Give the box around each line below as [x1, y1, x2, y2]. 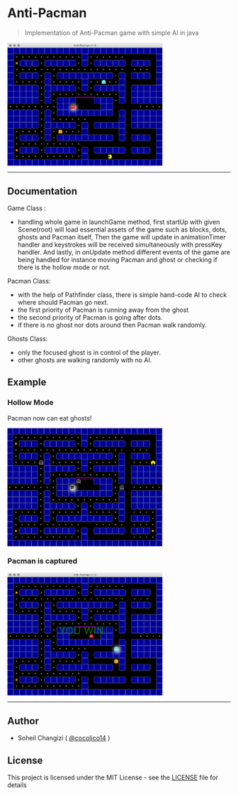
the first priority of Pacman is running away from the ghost [17, 305, 189, 314]
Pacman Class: [7, 276, 51, 285]
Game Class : [7, 204, 46, 212]
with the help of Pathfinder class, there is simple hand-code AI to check [17, 290, 227, 299]
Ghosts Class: [7, 334, 48, 342]
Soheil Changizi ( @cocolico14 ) [17, 734, 110, 742]
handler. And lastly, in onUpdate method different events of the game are [17, 247, 231, 256]
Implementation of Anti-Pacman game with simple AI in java [24, 28, 199, 37]
